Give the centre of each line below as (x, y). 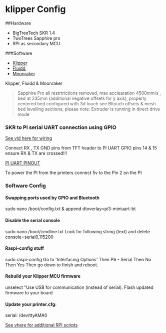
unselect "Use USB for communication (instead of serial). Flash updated (79, 287)
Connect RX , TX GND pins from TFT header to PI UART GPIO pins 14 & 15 (81, 148)
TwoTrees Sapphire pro (36, 38)
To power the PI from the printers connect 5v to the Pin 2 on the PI (73, 173)
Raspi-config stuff (24, 248)
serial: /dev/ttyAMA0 (26, 315)
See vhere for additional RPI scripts (41, 325)
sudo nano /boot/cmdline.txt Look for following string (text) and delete (77, 231)
